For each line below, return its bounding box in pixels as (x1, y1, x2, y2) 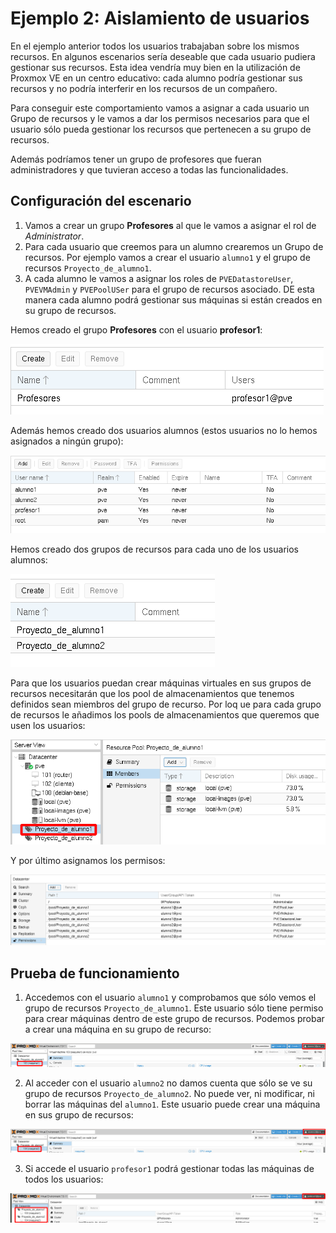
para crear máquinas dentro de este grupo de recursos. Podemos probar (24, 1013, 325, 1025)
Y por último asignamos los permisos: (10, 854, 166, 866)
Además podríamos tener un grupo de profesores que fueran (10, 153, 262, 165)
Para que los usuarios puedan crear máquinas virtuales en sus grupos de (10, 677, 312, 689)
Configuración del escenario (10, 193, 192, 210)
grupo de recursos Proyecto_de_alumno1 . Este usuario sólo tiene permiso (24, 1002, 324, 1014)
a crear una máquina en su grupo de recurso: (24, 1023, 212, 1036)
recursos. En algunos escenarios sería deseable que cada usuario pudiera (10, 50, 316, 62)
